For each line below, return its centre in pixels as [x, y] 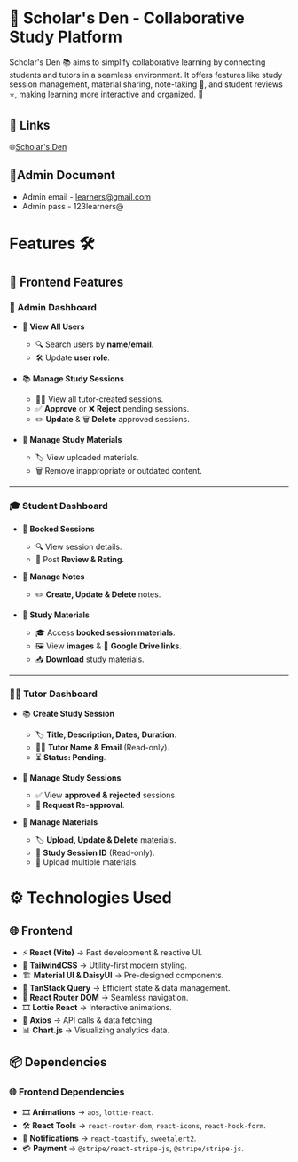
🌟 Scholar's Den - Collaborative [127, 18]
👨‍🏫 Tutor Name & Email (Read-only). [102, 748]
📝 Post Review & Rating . [80, 559]
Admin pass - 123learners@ [73, 206]
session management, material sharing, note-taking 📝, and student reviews [146, 84]
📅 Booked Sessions [58, 529]
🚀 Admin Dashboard [53, 308]
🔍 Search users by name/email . [94, 344]
